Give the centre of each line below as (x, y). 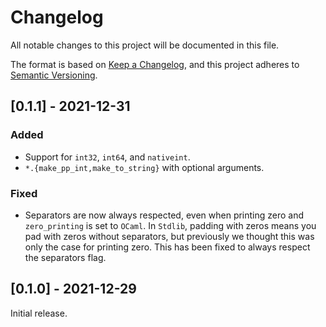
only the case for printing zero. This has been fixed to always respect (167, 247)
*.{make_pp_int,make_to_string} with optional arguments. (144, 167)
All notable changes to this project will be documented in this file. (145, 45)
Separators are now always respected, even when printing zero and (164, 215)
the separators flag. (65, 257)
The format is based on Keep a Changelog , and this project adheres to (155, 64)
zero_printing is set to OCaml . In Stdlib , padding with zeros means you (170, 225)
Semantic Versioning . (54, 75)
